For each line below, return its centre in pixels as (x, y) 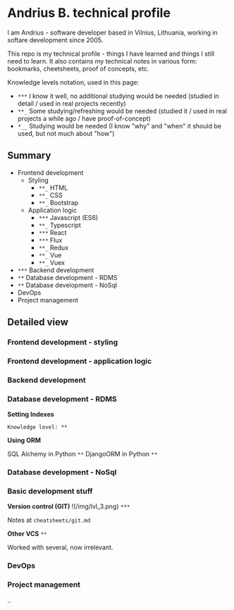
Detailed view (38, 322)
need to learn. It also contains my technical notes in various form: (102, 61)
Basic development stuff (50, 492)
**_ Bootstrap (58, 202)
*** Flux (50, 240)
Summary (29, 155)
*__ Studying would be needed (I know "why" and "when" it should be (119, 126)
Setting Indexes (31, 415)
